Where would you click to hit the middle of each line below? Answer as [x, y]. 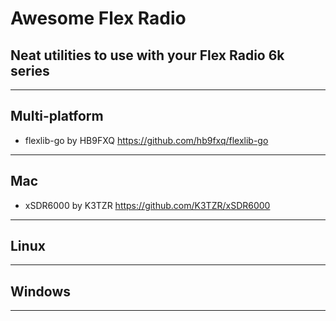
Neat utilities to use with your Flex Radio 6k [147, 55]
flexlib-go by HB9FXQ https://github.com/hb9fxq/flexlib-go [146, 140]
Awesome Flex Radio [98, 18]
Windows [40, 291]
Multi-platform [57, 116]
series [30, 70]
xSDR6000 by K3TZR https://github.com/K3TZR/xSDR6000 [147, 205]
